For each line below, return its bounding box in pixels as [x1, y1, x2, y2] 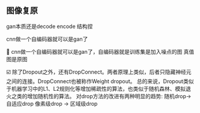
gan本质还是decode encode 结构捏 [6, 23, 93, 30]
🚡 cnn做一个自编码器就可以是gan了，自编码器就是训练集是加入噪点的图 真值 [6, 48, 195, 55]
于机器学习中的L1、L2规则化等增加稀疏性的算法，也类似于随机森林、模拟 [6, 85, 186, 92]
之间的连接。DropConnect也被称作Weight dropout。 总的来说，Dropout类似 [6, 77, 194, 85]
